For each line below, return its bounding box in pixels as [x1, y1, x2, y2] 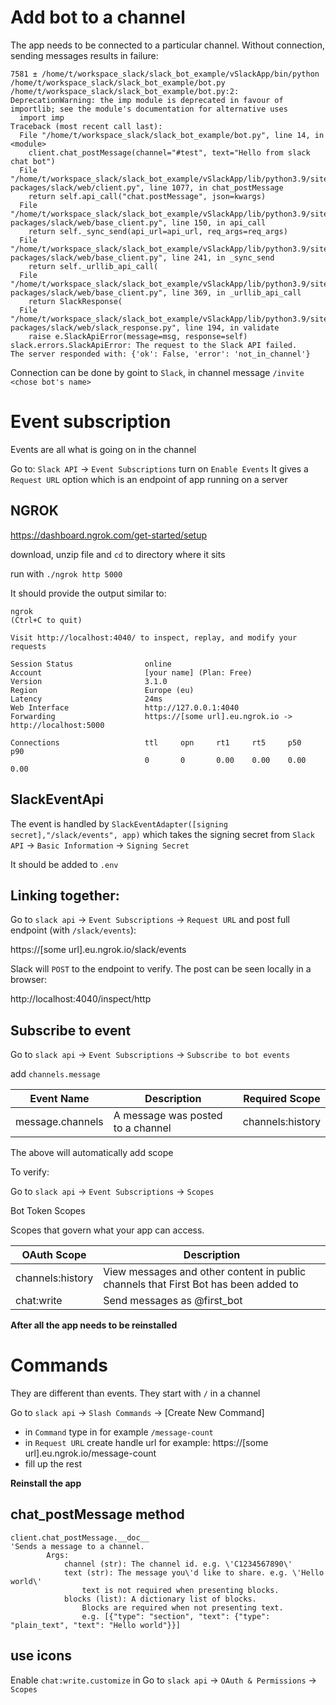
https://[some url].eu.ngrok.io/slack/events [10, 944, 187, 956]
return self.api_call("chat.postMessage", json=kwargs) [28, 191, 267, 201]
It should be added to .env [10, 858, 119, 870]
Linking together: [10, 887, 120, 904]
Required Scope [243, 1092, 321, 1106]
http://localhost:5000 [10, 720, 105, 730]
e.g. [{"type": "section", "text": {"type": [81, 1611, 271, 1621]
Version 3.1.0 [10, 676, 168, 686]
